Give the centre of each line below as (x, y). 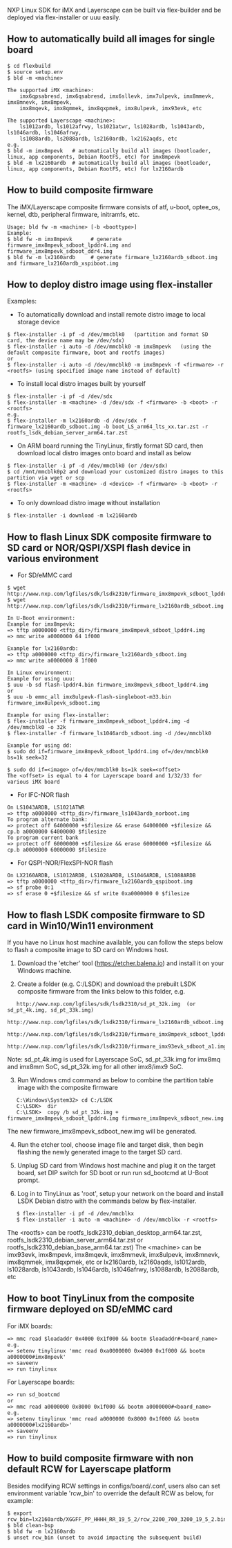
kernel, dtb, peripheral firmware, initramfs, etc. (74, 214)
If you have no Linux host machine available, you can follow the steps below (115, 942)
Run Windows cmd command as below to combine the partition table (115, 1080)
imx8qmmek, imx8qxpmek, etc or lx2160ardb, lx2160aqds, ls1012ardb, (107, 1262)
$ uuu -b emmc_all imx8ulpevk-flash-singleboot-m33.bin (89, 697)
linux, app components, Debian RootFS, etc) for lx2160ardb (96, 169)
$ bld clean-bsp (30, 1525)
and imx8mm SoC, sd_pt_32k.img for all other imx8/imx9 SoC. (95, 1067)
